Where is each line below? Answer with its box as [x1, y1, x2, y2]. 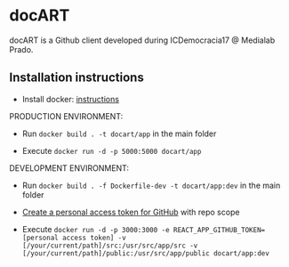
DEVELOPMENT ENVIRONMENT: [9, 162, 130, 174]
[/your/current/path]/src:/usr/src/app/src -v [21, 241, 198, 250]
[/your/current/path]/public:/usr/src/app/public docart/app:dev [21, 248, 269, 258]
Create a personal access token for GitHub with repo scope [21, 206, 240, 217]
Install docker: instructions [21, 93, 120, 104]
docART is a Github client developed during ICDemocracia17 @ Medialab [9, 35, 276, 45]
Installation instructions [9, 70, 144, 85]
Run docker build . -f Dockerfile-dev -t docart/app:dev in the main [21, 180, 281, 190]
